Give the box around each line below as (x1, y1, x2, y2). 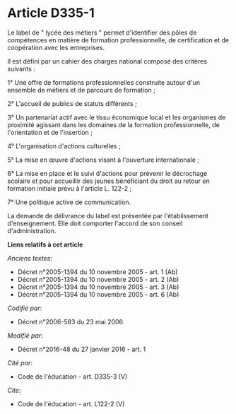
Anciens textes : (7, 254, 53, 262)
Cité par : (7, 358, 33, 367)
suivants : (7, 64, 35, 73)
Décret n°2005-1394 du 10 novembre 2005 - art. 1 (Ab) (17, 267, 178, 276)
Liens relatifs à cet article (7, 240, 83, 249)
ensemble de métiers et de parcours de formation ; (7, 85, 155, 94)
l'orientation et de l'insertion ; (7, 128, 93, 136)
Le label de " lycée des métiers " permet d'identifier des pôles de (7, 28, 197, 37)
